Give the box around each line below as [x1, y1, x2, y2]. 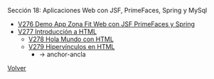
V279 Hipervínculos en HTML [28, 43, 115, 51]
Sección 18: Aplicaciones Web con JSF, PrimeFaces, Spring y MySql [7, 6, 208, 14]
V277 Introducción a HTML [17, 28, 97, 36]
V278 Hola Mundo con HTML [28, 35, 114, 43]
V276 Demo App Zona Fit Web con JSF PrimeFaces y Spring [17, 20, 196, 28]
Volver [7, 64, 26, 72]
